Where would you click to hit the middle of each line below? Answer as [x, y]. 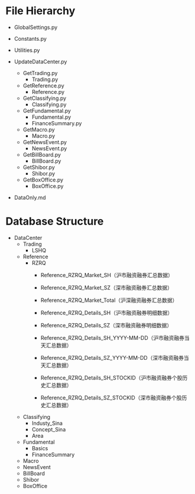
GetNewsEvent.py [45, 142]
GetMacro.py [39, 129]
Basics [40, 448]
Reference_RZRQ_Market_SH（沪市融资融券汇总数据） [107, 275]
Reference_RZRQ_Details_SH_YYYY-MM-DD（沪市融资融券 [112, 337]
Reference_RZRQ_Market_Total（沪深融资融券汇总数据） [109, 300]
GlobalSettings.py [36, 27]
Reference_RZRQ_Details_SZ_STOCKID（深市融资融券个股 [111, 398]
